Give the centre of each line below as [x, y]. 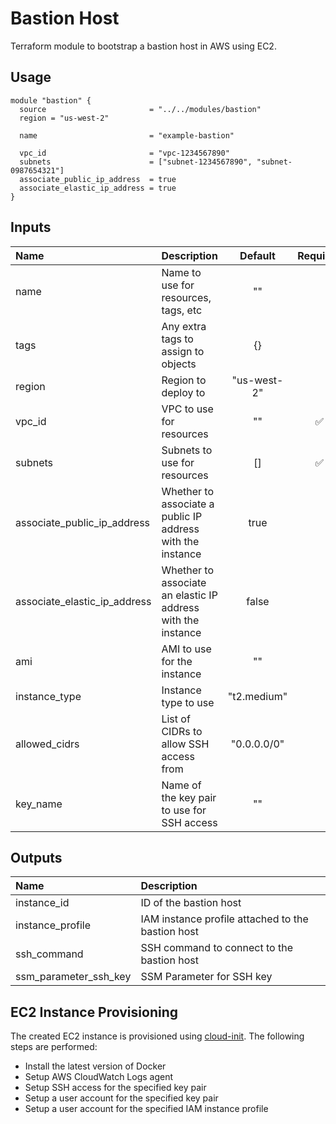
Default [257, 255]
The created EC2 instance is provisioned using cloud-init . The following [157, 1036]
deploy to [183, 392]
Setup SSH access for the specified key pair [115, 1088]
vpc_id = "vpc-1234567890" [124, 153]
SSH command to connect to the [216, 948]
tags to [177, 339]
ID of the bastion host [191, 903]
